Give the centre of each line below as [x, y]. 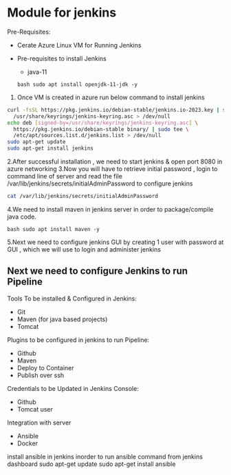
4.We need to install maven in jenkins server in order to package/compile [110, 209]
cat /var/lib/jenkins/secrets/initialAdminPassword [82, 196]
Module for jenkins [62, 13]
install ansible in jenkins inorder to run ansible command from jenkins [105, 456]
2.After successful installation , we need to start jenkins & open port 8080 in [115, 162]
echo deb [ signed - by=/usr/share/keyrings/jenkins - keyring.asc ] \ [102, 123]
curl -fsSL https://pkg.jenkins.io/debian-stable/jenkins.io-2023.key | [113, 110]
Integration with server [39, 423]
